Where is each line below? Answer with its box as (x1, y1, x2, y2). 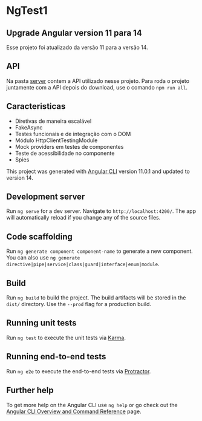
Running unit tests (6, 318, 77, 328)
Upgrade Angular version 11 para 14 (6, 28, 142, 38)
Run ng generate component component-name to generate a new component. (6, 247, 194, 255)
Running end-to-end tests (6, 351, 106, 362)
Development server (6, 192, 85, 202)
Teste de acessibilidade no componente (15, 149, 115, 157)
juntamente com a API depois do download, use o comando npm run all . (6, 83, 188, 91)
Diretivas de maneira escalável (15, 117, 92, 125)
